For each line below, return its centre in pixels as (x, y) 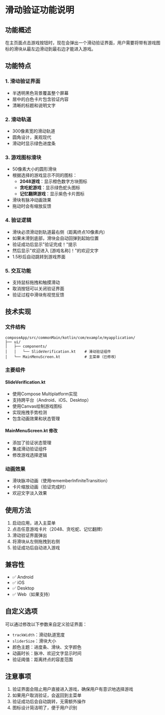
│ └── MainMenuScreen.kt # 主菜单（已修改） (62, 357)
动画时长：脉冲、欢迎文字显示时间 (47, 653)
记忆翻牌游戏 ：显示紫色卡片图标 (52, 194)
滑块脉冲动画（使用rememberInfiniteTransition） (61, 481)
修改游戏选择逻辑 (30, 455)
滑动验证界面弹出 (30, 535)
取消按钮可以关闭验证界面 (38, 288)
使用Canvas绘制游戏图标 (37, 406)
